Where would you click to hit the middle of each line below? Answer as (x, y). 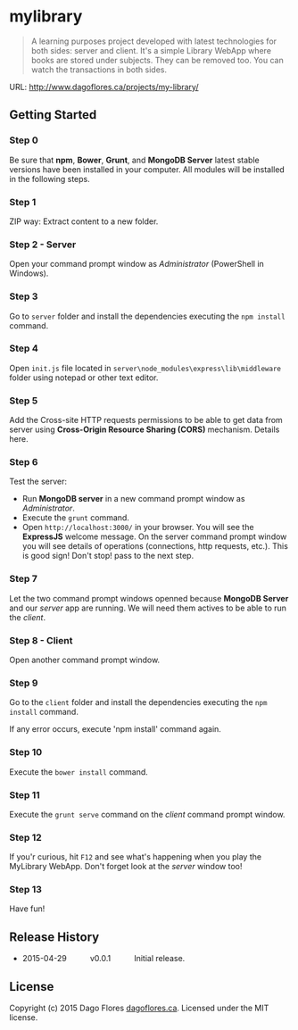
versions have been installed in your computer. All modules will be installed (147, 169)
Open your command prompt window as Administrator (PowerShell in (137, 264)
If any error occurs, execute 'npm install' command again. (115, 729)
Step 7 (23, 579)
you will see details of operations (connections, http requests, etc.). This (155, 546)
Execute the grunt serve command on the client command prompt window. (147, 814)
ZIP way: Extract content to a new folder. (84, 221)
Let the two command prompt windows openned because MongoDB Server (149, 598)
